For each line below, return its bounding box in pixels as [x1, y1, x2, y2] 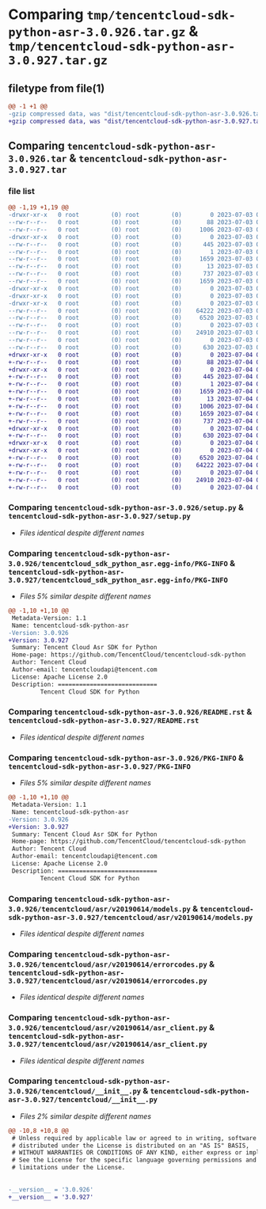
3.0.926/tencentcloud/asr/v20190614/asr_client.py [8, 1024, 207, 1032]
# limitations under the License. [11, 1164, 126, 1172]
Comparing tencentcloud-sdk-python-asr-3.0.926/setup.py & [8, 502, 244, 513]
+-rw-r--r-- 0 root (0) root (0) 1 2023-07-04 [8, 380, 253, 389]
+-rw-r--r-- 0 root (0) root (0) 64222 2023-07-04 [8, 461, 253, 469]
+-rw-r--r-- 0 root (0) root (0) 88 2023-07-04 [8, 358, 253, 366]
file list [8, 185, 36, 196]
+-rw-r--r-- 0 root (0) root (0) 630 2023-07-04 [8, 432, 253, 440]
